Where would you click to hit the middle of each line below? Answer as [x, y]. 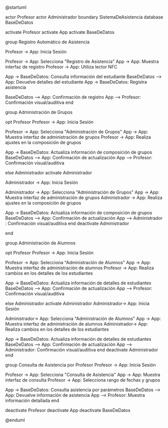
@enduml [15, 420]
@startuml [16, 7]
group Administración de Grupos [39, 112]
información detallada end [32, 401]
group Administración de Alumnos [40, 243]
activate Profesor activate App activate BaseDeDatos [60, 32]
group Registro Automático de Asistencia [47, 42]
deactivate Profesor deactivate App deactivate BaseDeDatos [68, 410]
